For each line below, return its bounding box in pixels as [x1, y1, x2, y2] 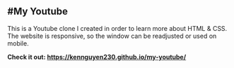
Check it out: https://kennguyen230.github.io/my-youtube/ [7, 53, 187, 61]
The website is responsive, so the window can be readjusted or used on [7, 32, 217, 40]
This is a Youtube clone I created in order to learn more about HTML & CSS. [7, 24, 228, 32]
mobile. [7, 39, 30, 48]
